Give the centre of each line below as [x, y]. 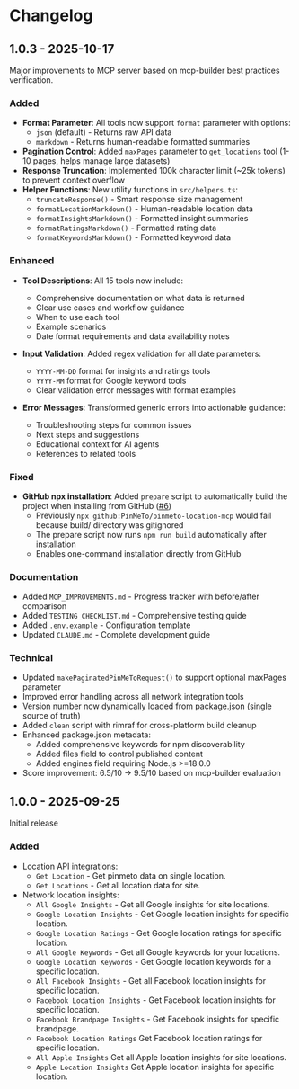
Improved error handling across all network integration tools [133, 697]
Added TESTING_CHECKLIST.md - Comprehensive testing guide [134, 616]
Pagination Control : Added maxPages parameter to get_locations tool [150, 152]
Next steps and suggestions [88, 434]
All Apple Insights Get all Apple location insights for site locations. [161, 1057]
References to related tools [86, 453]
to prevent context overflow [74, 180]
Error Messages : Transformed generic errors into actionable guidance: [154, 407]
